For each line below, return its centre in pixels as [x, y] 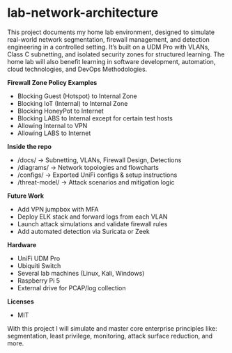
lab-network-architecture [83, 13]
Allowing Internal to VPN [52, 125]
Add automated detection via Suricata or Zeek [83, 231]
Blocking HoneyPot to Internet [61, 111]
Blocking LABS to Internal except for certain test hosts [95, 118]
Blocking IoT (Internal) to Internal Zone [72, 103]
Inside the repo [30, 146]
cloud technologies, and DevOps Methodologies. [77, 69]
